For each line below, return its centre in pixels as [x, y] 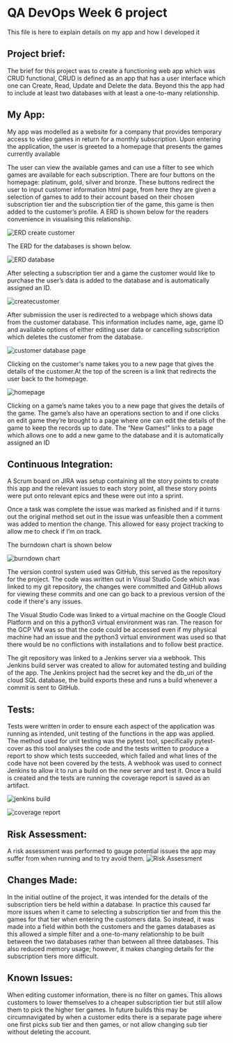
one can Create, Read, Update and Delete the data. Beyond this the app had [116, 86]
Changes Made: [42, 881]
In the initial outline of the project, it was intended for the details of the [108, 897]
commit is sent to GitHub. [43, 687]
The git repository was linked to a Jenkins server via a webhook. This [107, 658]
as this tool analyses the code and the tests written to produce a [117, 749]
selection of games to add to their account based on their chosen [101, 197]
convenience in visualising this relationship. [70, 219]
